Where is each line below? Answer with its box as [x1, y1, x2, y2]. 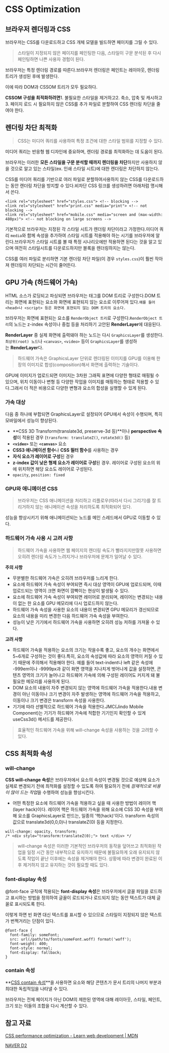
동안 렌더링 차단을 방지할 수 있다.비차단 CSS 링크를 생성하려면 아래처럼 [10, 183, 149, 189]
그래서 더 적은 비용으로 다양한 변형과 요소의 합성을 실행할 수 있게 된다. [10, 385, 147, 391]
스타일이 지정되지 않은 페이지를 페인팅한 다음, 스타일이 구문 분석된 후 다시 [17, 50, 161, 56]
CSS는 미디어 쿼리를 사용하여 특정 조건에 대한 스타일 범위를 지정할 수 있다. [17, 138, 163, 144]
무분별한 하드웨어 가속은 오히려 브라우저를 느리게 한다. [12, 575, 119, 581]
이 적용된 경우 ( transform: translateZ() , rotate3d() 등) [17, 434, 131, 440]
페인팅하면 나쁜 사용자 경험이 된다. [17, 56, 85, 62]
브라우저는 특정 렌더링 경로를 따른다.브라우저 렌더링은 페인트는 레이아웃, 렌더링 [5, 67, 160, 73]
